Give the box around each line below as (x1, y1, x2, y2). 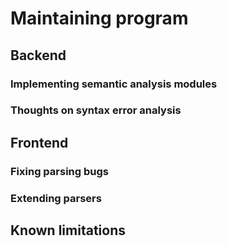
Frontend (10, 134, 69, 151)
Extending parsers (10, 191, 102, 205)
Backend (10, 47, 67, 64)
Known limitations (10, 222, 126, 239)
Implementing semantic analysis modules (10, 77, 218, 91)
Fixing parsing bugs (10, 164, 109, 178)
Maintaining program (10, 7, 189, 30)
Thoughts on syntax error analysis (10, 103, 182, 117)
